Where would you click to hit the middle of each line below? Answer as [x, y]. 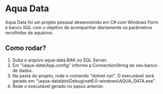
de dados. [23, 70]
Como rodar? [26, 48]
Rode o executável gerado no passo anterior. [58, 86]
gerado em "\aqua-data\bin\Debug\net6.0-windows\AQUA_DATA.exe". [84, 81]
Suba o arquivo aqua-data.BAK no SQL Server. [60, 60]
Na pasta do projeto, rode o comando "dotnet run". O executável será [83, 76]
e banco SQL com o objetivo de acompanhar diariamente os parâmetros [79, 27]
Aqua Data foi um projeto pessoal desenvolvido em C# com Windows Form [82, 22]
